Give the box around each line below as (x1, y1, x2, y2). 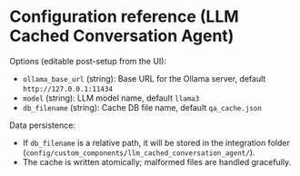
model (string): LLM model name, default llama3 (22, 93, 200, 103)
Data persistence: (9, 120, 75, 131)
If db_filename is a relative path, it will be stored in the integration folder (22, 137, 291, 148)
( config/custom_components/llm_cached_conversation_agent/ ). (22, 147, 255, 158)
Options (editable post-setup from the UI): (9, 55, 167, 66)
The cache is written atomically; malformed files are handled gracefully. (22, 156, 292, 167)
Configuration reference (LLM (9, 6, 239, 27)
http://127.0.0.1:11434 (22, 84, 114, 93)
